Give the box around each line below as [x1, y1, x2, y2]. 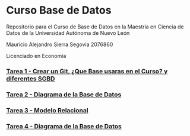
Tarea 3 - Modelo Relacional [6, 106, 88, 114]
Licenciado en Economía [6, 52, 66, 59]
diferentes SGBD [6, 75, 55, 83]
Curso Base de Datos [6, 4, 112, 17]
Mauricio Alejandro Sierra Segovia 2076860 [6, 41, 113, 48]
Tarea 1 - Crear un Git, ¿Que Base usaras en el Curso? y [6, 67, 168, 75]
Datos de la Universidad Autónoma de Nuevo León [6, 29, 130, 36]
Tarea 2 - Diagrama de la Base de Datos [6, 90, 122, 98]
